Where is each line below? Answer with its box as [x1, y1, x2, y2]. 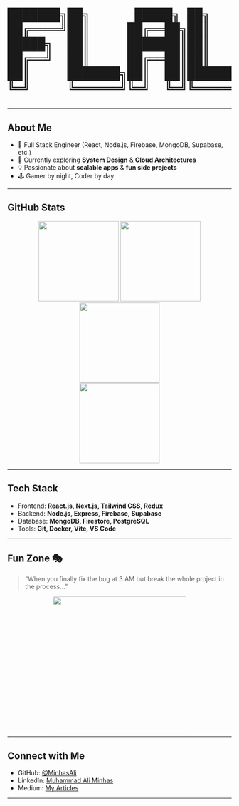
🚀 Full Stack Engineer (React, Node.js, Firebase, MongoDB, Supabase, [17, 141, 223, 149]
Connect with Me [7, 750, 85, 762]
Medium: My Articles [17, 784, 79, 792]
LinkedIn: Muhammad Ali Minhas [17, 776, 114, 785]
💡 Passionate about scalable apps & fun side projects [17, 163, 177, 171]
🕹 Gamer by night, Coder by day [17, 172, 115, 180]
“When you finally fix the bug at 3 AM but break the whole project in [24, 575, 224, 583]
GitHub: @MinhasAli [17, 769, 77, 777]
